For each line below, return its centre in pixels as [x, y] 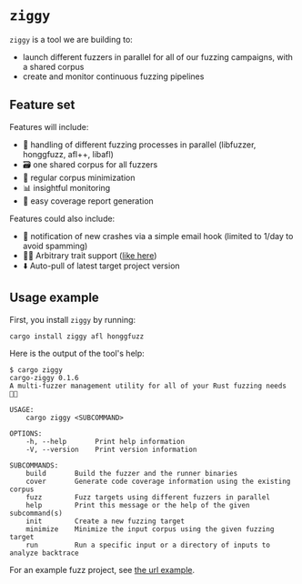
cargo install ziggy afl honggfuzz [77, 336]
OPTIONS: [26, 433]
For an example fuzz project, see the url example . [102, 569]
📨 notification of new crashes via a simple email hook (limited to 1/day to [158, 236]
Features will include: [49, 126]
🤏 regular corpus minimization [79, 177]
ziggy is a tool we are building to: [71, 39]
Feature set [42, 105]
